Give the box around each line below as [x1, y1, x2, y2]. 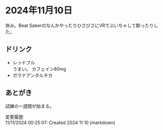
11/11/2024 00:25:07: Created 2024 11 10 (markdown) [5, 119, 115, 125]
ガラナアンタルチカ [12, 72, 53, 78]
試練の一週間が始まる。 [5, 103, 54, 109]
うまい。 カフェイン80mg [12, 66, 67, 72]
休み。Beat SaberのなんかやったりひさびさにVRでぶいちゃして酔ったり [5, 22, 154, 28]
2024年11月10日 [5, 5, 72, 16]
